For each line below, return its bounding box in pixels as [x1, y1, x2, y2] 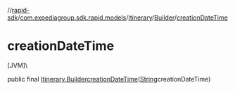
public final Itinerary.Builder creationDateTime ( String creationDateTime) [7, 75, 211, 83]
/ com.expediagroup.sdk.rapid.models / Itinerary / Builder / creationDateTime [17, 13, 229, 22]
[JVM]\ [7, 61, 28, 70]
